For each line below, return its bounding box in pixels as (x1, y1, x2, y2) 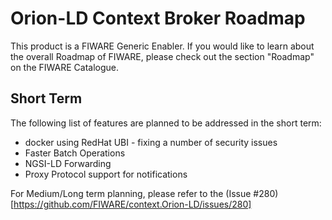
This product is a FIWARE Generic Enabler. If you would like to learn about (10, 40, 315, 52)
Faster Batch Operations (24, 147, 126, 159)
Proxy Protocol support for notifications (24, 168, 188, 180)
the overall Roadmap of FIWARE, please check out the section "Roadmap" (10, 50, 315, 62)
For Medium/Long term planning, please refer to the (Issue (10, 187, 252, 199)
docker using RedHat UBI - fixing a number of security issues (24, 136, 278, 148)
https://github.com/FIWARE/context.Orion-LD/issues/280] (13, 198, 252, 210)
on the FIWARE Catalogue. (10, 61, 120, 73)
